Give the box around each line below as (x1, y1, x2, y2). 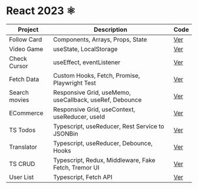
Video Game (9, 45, 44, 53)
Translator (9, 142, 37, 151)
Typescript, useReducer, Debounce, (52, 139, 153, 147)
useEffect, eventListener (52, 58, 121, 66)
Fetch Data (9, 75, 39, 83)
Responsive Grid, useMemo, (52, 88, 131, 97)
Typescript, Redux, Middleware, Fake (52, 156, 156, 164)
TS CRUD (9, 160, 35, 168)
